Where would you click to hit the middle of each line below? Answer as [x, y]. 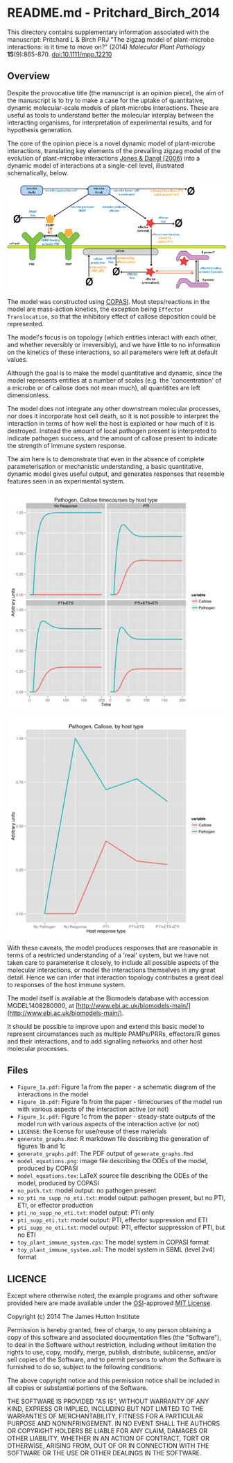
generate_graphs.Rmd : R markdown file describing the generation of [113, 1139]
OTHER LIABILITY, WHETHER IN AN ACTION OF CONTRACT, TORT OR [108, 1439]
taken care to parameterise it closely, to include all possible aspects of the [113, 962]
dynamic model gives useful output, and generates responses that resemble [116, 474]
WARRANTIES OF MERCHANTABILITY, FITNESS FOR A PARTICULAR [105, 1416]
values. [17, 359]
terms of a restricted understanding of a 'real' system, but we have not [108, 955]
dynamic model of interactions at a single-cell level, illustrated [96, 166]
